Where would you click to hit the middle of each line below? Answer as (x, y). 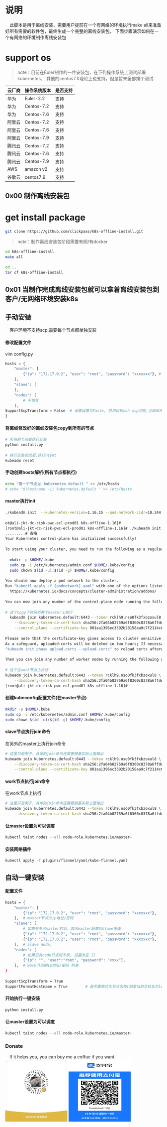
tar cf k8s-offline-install (34, 273)
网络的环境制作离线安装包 (40, 37)
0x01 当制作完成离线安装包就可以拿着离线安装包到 (82, 289)
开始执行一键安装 (23, 999)
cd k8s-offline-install (30, 251)
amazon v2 (36, 169)
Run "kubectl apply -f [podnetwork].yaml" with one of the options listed (84, 586)
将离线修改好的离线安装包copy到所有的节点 (50, 428)
